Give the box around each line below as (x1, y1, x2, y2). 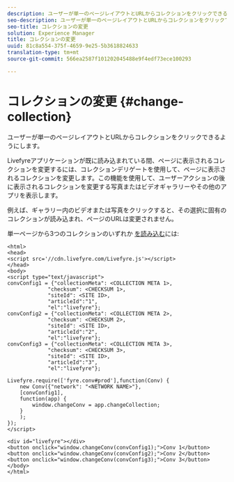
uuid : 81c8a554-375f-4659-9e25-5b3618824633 (7, 42, 139, 49)
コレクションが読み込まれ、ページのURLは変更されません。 (7, 214, 178, 223)
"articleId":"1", (47, 298, 98, 305)
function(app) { (19, 395, 68, 402)
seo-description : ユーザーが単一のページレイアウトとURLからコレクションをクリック (7, 17, 225, 24)
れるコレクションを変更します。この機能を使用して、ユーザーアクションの (7, 173, 219, 182)
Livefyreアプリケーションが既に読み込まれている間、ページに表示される (7, 156, 214, 164)
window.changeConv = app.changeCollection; (32, 401, 160, 408)
